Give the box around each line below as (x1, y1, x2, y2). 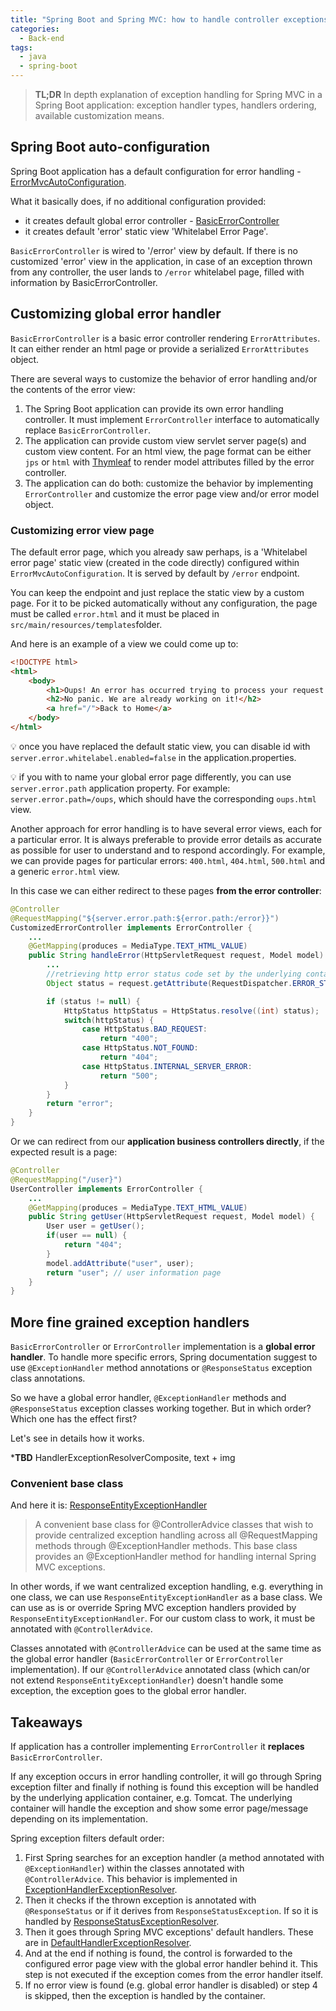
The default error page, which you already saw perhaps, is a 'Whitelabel (10, 546, 308, 558)
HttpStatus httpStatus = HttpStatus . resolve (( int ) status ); (63, 1006, 320, 1016)
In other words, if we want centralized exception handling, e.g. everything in (10, 1581, 323, 1593)
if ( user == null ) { (46, 1231, 128, 1241)
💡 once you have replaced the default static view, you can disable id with (10, 740, 311, 752)
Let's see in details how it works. (10, 1432, 145, 1445)
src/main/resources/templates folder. (10, 618, 163, 630)
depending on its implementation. (10, 1813, 148, 1825)
